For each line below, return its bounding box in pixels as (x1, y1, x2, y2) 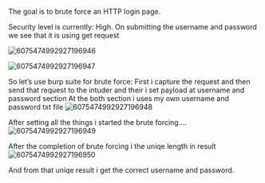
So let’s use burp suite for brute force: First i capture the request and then (8, 77, 251, 86)
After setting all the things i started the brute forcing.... (8, 118, 188, 127)
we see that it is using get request (8, 31, 120, 40)
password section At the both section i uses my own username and (8, 94, 230, 103)
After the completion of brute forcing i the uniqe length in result (8, 142, 216, 150)
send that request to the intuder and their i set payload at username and (8, 85, 245, 95)
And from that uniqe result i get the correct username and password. (8, 165, 235, 174)
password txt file (8, 103, 64, 111)
